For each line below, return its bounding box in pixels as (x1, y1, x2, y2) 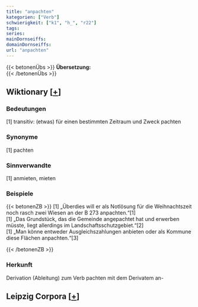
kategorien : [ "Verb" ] (6, 14, 60, 20)
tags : (6, 25, 20, 31)
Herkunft (6, 261, 33, 269)
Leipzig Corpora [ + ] (6, 292, 80, 302)
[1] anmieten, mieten (6, 175, 56, 182)
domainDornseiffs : (6, 42, 52, 48)
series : (6, 31, 25, 37)
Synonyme (6, 133, 39, 141)
